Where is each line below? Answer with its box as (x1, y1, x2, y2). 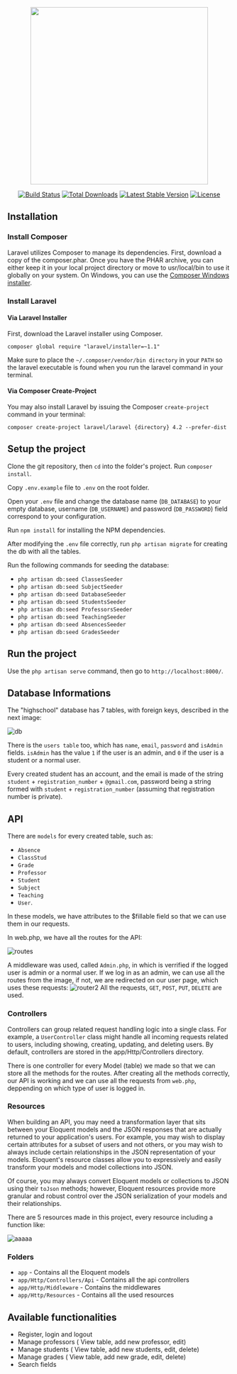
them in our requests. (7, 919, 70, 929)
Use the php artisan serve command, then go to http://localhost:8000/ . (7, 667, 224, 675)
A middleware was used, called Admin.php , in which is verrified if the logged (7, 961, 228, 970)
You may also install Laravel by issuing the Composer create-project (7, 403, 209, 411)
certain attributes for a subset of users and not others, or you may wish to (7, 1140, 224, 1148)
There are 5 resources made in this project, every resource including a (7, 1213, 214, 1221)
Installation (7, 211, 58, 223)
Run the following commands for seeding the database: (7, 560, 170, 569)
